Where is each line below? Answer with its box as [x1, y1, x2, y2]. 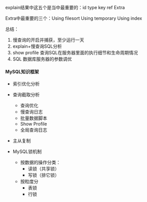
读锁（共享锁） [27, 166, 60, 172]
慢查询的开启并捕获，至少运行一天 [12, 37, 84, 43]
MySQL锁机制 [12, 149, 42, 155]
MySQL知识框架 [5, 68, 39, 75]
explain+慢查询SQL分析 [12, 43, 62, 49]
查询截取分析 [12, 92, 40, 98]
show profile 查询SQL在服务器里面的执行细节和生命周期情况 [12, 50, 138, 55]
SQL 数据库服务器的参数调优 [12, 56, 72, 62]
